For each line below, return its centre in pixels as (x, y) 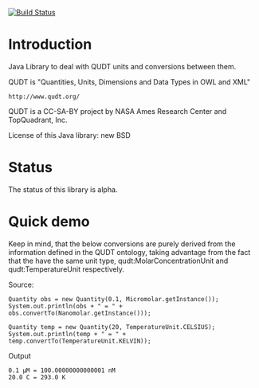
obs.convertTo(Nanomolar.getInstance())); (80, 313)
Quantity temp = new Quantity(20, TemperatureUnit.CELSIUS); (112, 327)
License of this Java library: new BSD (70, 135)
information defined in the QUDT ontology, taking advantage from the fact (129, 252)
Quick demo (49, 222)
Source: (21, 284)
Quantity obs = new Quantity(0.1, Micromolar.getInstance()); (114, 299)
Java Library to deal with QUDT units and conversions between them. (122, 66)
